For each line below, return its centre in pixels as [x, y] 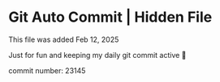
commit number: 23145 [47, 70]
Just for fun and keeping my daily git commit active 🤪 [97, 55]
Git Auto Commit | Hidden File [110, 17]
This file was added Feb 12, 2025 [64, 39]
